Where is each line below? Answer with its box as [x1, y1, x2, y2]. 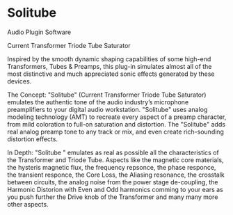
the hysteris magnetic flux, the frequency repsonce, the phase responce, [7, 163, 216, 171]
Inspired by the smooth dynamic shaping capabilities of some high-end [7, 54, 211, 63]
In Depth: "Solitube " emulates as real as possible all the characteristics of [7, 148, 219, 157]
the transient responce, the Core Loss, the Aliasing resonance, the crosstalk [7, 170, 225, 179]
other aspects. [7, 200, 49, 208]
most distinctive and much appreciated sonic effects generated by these [7, 70, 215, 78]
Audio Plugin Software [7, 28, 72, 36]
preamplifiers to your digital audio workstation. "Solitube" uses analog [7, 105, 208, 113]
